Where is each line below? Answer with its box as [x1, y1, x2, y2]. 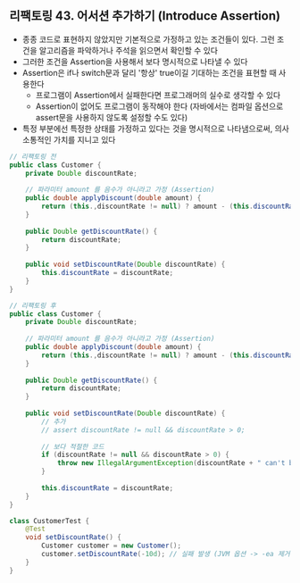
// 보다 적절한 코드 [41, 442, 104, 451]
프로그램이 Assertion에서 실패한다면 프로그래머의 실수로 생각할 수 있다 [35, 89, 281, 100]
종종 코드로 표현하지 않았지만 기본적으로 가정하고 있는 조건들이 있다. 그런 [21, 34, 275, 45]
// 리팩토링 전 [9, 152, 56, 161]
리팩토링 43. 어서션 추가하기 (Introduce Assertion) [9, 8, 281, 24]
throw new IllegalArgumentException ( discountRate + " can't [56, 459, 286, 468]
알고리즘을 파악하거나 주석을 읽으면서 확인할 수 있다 [38, 45, 219, 55]
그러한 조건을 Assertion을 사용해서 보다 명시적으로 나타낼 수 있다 [21, 56, 248, 67]
